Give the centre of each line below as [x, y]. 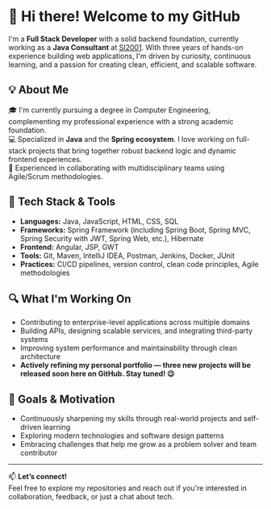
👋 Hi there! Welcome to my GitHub [124, 17]
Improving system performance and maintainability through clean [129, 348]
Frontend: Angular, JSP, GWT [69, 247]
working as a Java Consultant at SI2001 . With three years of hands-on [126, 47]
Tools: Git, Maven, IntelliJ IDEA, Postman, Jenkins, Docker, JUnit [127, 255]
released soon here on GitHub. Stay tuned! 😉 [97, 373]
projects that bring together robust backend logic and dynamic [132, 150]
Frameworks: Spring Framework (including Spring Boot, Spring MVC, [135, 230]
